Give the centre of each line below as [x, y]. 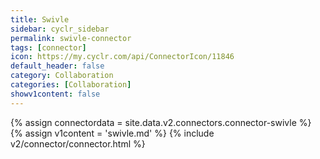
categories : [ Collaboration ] [71, 85]
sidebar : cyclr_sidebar [60, 29]
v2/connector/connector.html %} [78, 143]
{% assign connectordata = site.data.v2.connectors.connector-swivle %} [161, 122]
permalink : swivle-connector [71, 38]
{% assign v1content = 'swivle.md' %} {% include [112, 133]
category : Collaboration [62, 76]
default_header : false [57, 66]
